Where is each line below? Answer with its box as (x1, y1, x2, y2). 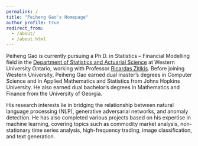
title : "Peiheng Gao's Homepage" (6, 14, 89, 20)
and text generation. (6, 133, 56, 139)
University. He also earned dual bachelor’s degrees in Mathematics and (6, 84, 180, 90)
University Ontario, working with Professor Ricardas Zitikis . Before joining (6, 65, 185, 72)
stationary (6, 126, 31, 134)
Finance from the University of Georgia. (6, 90, 102, 97)
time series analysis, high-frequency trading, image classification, (31, 126, 192, 134)
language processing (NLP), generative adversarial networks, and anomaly (6, 108, 189, 115)
